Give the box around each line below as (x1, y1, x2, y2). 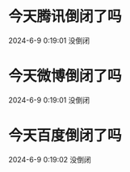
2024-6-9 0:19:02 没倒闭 (8, 154, 91, 164)
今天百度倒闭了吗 (8, 127, 123, 145)
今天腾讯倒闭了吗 (8, 7, 123, 26)
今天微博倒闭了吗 (8, 67, 123, 86)
